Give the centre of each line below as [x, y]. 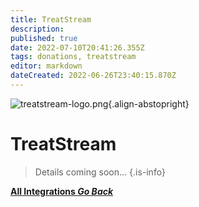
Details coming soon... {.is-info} [100, 172]
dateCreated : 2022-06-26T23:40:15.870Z [93, 76]
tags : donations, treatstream [73, 57]
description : [37, 29]
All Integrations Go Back [62, 191]
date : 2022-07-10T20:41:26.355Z [77, 47]
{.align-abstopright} [149, 103]
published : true [44, 38]
